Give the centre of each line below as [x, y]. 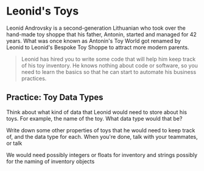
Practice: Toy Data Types [55, 97]
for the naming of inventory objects [51, 161]
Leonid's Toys [43, 11]
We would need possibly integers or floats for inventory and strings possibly [102, 155]
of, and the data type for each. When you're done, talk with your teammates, [102, 136]
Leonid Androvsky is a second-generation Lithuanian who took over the [96, 28]
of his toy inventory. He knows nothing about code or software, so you [109, 65]
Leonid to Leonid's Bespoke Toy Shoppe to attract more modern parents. [98, 47]
